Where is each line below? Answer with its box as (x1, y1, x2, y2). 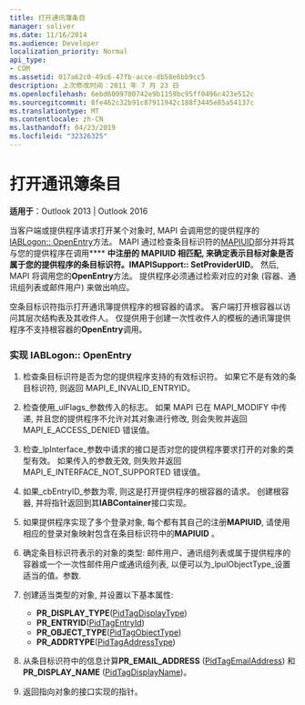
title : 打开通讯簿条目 (9, 13, 86, 23)
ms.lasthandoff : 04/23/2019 (9, 124, 117, 133)
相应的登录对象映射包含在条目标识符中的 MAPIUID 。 (22, 529, 220, 539)
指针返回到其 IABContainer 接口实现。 (51, 498, 191, 509)
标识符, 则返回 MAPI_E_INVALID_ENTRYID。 (30, 383, 196, 394)
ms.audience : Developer (9, 38, 100, 48)
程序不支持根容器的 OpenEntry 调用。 (9, 324, 147, 335)
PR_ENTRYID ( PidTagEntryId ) (36, 618, 146, 629)
